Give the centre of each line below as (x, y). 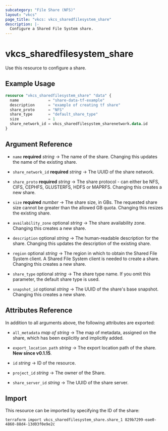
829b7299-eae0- (141, 420)
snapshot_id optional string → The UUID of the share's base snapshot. (86, 289)
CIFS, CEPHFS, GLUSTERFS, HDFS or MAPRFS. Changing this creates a (87, 187)
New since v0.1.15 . (32, 353)
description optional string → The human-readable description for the (86, 238)
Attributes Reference (39, 311)
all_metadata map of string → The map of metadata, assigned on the (84, 332)
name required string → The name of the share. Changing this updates (85, 156)
